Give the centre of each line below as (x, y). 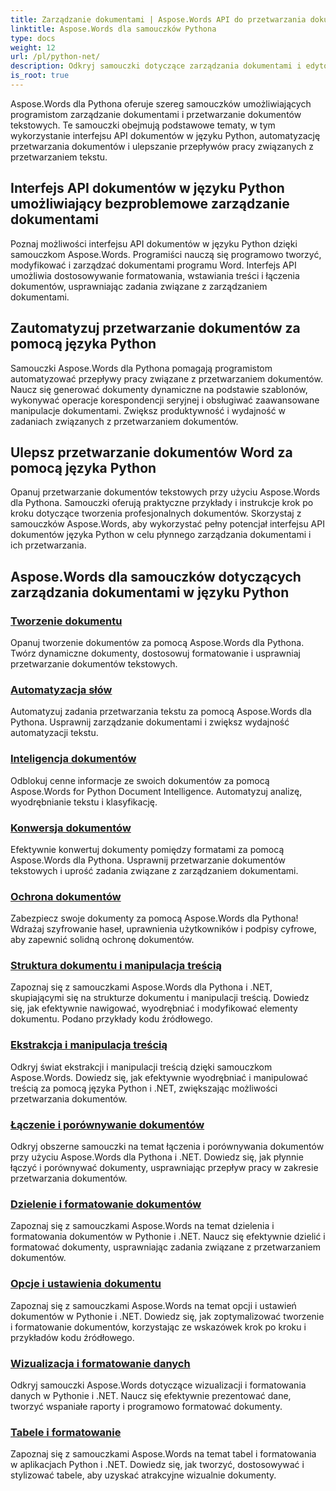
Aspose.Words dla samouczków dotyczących (156, 576)
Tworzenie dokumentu (66, 621)
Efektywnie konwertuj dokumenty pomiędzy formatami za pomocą (147, 849)
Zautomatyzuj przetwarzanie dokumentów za (155, 328)
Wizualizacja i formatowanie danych (100, 1363)
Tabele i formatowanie (66, 1432)
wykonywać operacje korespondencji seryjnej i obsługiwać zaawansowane (165, 400)
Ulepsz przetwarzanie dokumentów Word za (151, 452)
